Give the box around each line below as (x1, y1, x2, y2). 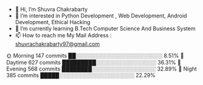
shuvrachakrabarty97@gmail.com (15, 40, 100, 48)
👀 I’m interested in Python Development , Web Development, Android (15, 12, 187, 19)
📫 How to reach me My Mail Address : (15, 32, 112, 39)
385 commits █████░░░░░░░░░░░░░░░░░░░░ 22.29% (6, 72, 156, 78)
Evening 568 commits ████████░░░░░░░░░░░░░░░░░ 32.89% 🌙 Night (6, 65, 197, 72)
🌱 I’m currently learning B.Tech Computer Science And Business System (15, 25, 196, 32)
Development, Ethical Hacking (15, 19, 91, 25)
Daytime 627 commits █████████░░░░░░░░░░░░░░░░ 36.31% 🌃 (6, 59, 181, 66)
